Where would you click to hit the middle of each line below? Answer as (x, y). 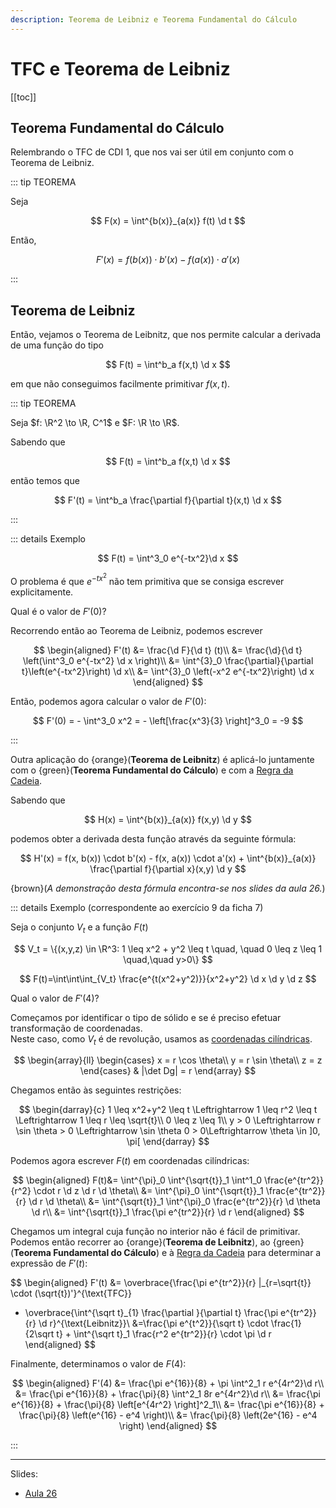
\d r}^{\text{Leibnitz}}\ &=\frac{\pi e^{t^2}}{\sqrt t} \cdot (153, 1323)
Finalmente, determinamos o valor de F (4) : (98, 1364)
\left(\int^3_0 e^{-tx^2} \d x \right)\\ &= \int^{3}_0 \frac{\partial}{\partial (168, 660)
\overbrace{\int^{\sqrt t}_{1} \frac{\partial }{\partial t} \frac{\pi (151, 1313)
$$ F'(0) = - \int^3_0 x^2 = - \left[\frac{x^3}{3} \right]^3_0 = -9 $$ (168, 720)
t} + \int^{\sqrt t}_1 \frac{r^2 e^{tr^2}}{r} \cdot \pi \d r (164, 1334)
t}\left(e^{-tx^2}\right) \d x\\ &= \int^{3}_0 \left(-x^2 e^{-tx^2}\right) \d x (168, 671)
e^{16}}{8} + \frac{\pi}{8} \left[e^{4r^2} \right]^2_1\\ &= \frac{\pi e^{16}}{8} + (168, 1405)
